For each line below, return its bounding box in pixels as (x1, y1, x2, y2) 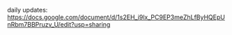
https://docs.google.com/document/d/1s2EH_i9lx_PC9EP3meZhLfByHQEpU (7, 13, 225, 21)
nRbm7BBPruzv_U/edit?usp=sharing (7, 21, 111, 28)
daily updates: (7, 6, 48, 14)
